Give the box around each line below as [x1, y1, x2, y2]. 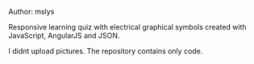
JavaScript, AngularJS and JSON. [8, 31, 120, 40]
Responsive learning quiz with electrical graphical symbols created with [8, 22, 248, 31]
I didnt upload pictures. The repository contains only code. [8, 46, 203, 55]
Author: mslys [8, 7, 55, 16]
